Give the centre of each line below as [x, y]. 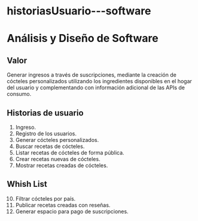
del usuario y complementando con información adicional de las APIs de [96, 87]
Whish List [27, 184]
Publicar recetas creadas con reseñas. [63, 205]
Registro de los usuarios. [46, 134]
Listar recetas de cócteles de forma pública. [70, 153]
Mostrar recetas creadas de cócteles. [62, 165]
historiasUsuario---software [79, 11]
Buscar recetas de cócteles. [50, 146]
